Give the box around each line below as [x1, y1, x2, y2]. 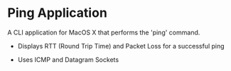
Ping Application [7, 5, 108, 21]
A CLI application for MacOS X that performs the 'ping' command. [7, 28, 200, 37]
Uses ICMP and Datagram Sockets [17, 55, 119, 64]
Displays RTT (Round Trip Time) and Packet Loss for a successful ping [17, 41, 225, 50]
